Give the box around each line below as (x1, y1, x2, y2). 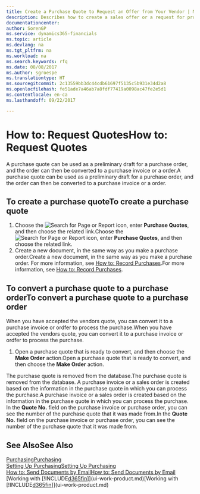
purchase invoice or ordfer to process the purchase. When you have (6, 324, 172, 331)
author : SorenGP (6, 25, 46, 32)
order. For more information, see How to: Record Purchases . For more (14, 259, 185, 267)
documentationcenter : (6, 20, 60, 26)
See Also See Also (6, 440, 73, 450)
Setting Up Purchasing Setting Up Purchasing (6, 462, 116, 469)
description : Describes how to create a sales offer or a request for (6, 14, 185, 20)
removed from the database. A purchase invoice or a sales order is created (6, 379, 190, 386)
